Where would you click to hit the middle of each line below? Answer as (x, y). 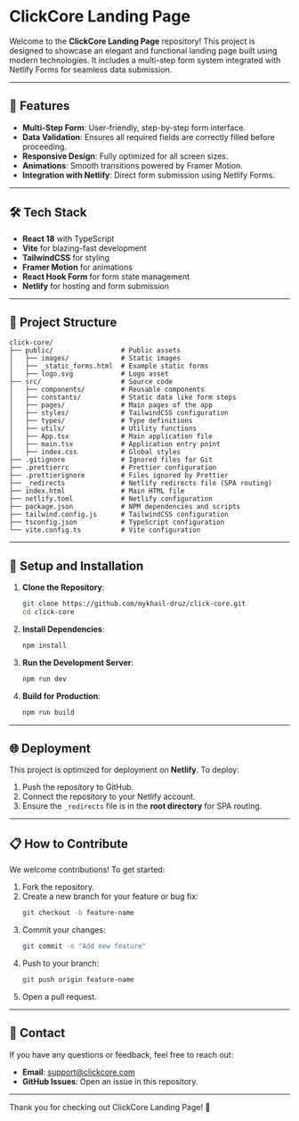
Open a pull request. (60, 996)
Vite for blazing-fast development (84, 248)
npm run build (48, 712)
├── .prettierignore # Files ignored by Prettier (119, 476)
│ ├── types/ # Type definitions (101, 421)
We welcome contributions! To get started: (87, 870)
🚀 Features (40, 106)
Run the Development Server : (78, 662)
